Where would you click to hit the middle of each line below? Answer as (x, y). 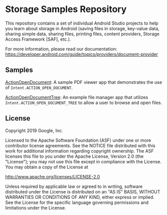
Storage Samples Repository (66, 9)
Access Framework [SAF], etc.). (38, 39)
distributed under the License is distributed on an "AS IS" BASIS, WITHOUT (83, 191)
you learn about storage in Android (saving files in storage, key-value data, (82, 28)
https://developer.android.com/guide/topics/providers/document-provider (81, 54)
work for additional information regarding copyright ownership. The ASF (79, 151)
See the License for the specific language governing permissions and (77, 202)
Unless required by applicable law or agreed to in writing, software (74, 186)
